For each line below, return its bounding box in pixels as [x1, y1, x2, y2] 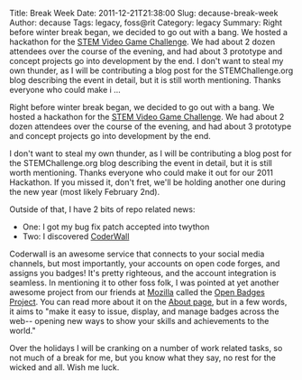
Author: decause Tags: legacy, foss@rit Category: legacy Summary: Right [9, 17, 282, 28]
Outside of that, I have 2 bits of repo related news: [9, 204, 196, 215]
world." [9, 325, 36, 336]
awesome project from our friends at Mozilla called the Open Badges [9, 287, 266, 297]
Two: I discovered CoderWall [22, 231, 130, 242]
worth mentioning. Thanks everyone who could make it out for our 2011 [9, 167, 273, 178]
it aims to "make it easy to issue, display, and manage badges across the [9, 306, 279, 317]
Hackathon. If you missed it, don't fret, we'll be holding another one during [9, 177, 286, 188]
